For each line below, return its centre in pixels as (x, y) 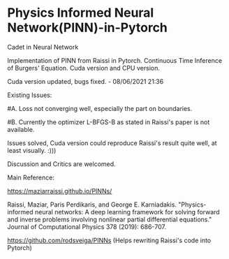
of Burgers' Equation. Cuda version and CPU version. (84, 68)
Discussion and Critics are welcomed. (62, 164)
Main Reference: (31, 177)
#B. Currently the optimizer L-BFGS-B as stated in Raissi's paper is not (109, 122)
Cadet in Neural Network (43, 47)
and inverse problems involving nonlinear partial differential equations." (110, 219)
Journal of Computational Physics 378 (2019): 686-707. (87, 227)
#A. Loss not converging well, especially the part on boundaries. (100, 108)
